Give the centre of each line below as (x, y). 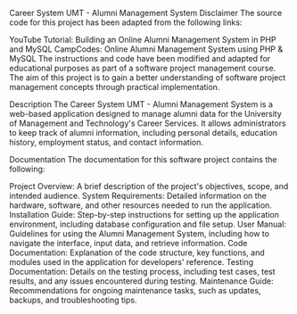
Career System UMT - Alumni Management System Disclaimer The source (146, 13)
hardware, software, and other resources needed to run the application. (140, 205)
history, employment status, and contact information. (106, 142)
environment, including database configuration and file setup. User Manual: (148, 224)
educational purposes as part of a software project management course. (143, 68)
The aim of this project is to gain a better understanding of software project (148, 78)
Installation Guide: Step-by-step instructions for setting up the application (144, 215)
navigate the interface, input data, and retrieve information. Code (128, 243)
